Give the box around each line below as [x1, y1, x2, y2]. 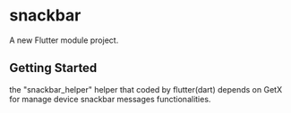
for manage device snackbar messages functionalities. [9, 93, 211, 104]
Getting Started [9, 61, 98, 76]
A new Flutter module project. [9, 35, 119, 45]
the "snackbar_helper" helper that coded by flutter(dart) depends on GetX [9, 84, 283, 94]
